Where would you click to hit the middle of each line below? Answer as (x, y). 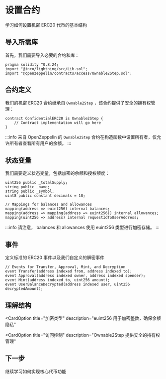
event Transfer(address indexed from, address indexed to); (69, 271)
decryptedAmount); (24, 289)
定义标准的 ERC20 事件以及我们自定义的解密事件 (55, 257)
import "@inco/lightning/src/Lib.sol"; (46, 69)
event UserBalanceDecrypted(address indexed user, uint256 (68, 284)
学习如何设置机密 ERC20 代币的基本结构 (46, 25)
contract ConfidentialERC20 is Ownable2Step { (54, 118)
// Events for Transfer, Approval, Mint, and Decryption (65, 267)
